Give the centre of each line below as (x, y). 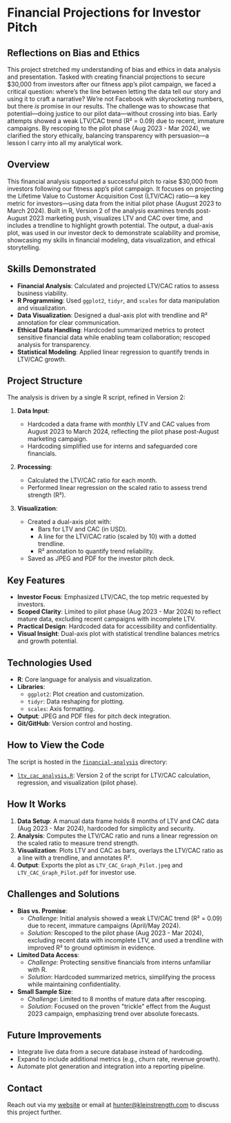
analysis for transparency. (54, 344)
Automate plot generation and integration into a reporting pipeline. (111, 1066)
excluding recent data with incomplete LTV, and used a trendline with (125, 940)
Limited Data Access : (48, 954)
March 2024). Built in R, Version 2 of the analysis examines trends (101, 210)
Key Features (36, 580)
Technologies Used (49, 662)
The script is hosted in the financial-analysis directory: (87, 762)
